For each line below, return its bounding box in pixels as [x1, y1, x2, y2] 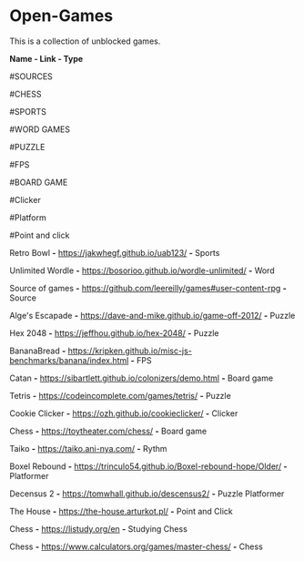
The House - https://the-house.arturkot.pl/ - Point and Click [9, 505, 234, 516]
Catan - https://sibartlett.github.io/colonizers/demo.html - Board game [9, 372, 274, 383]
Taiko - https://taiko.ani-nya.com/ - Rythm [9, 443, 167, 454]
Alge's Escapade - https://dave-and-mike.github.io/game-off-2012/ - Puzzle [9, 310, 296, 321]
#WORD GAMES [9, 124, 71, 135]
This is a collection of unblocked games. [9, 36, 161, 46]
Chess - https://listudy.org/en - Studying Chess [9, 523, 188, 534]
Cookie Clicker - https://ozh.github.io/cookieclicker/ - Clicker [9, 407, 238, 419]
